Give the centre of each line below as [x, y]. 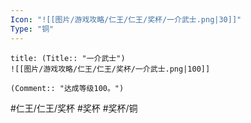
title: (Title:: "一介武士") [68, 58]
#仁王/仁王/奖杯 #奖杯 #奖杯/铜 [74, 108]
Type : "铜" [32, 29]
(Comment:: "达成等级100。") [67, 88]
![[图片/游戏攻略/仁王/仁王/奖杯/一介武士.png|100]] [110, 69]
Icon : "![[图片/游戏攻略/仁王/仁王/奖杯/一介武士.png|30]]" [126, 19]
